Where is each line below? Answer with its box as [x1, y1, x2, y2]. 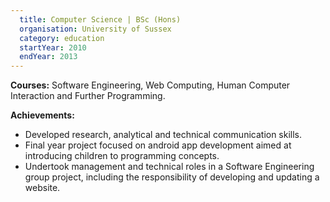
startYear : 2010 [19, 42, 87, 53]
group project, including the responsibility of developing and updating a [24, 171, 320, 183]
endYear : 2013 [19, 52, 78, 62]
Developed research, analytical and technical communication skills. [24, 129, 303, 141]
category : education [19, 33, 105, 43]
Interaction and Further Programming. [10, 90, 166, 102]
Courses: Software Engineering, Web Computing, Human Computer [10, 79, 291, 91]
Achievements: [10, 109, 75, 121]
